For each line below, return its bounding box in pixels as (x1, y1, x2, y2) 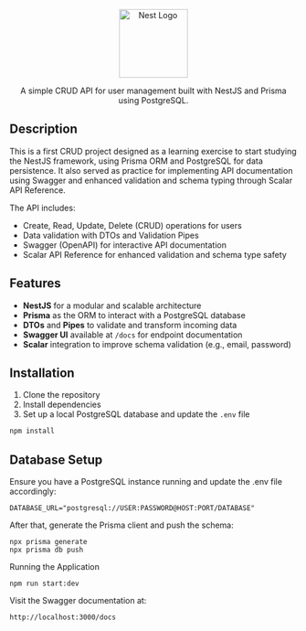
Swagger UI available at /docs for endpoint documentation (22, 329, 243, 340)
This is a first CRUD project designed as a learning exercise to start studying (9, 145, 297, 156)
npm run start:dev (9, 579, 79, 589)
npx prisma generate (9, 538, 89, 547)
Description (9, 122, 78, 137)
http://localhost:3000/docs (9, 613, 117, 622)
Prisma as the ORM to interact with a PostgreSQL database (22, 309, 247, 320)
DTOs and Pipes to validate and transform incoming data (22, 319, 237, 330)
